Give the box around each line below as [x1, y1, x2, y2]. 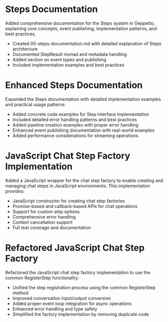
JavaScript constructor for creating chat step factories [12, 197, 125, 204]
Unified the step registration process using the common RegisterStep [12, 284, 156, 290]
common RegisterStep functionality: [5, 275, 79, 281]
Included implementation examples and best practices [12, 62, 124, 68]
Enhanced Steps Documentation [5, 79, 143, 91]
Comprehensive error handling [12, 213, 76, 220]
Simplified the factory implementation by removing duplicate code [12, 311, 149, 317]
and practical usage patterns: [5, 101, 66, 108]
